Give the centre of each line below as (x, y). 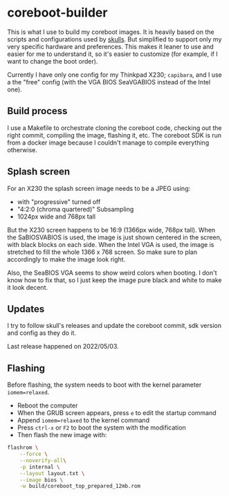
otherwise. (22, 149)
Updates (26, 309)
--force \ (34, 454)
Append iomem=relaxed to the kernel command (83, 421)
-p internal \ (40, 467)
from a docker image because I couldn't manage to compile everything (108, 143)
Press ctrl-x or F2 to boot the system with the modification (101, 428)
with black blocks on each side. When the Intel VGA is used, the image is (111, 244)
